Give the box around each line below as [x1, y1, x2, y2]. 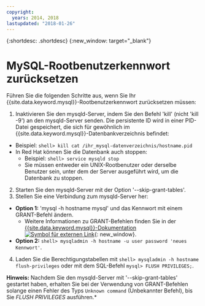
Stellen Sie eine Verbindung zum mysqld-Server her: [15, 193, 149, 200]
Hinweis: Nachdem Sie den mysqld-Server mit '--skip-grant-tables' [6, 274, 178, 281]
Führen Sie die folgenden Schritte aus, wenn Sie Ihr [6, 92, 136, 99]
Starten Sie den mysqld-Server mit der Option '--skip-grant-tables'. [15, 186, 186, 194]
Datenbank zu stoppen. [24, 174, 84, 182]
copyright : [6, 9, 34, 15]
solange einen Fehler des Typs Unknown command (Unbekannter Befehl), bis [6, 287, 193, 294]
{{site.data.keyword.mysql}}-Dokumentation [24, 224, 137, 232]
